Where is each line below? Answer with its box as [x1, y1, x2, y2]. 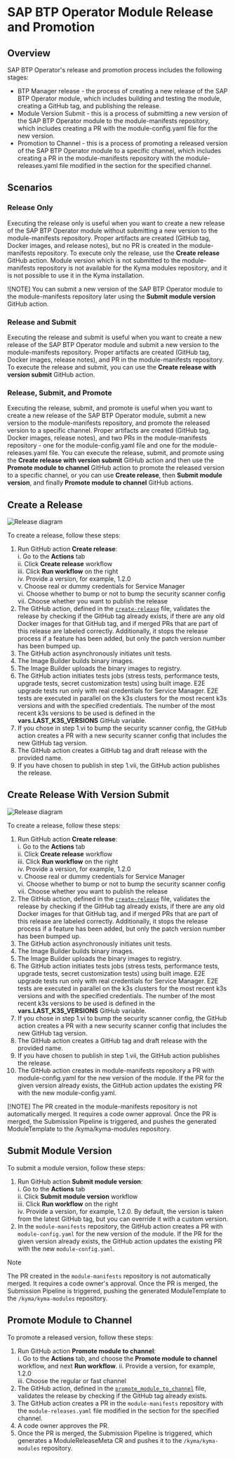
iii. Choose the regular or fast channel [17, 1376, 126, 1385]
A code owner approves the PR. [17, 1421, 109, 1429]
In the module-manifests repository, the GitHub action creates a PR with [17, 1222, 223, 1230]
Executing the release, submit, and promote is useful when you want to [7, 404, 213, 412]
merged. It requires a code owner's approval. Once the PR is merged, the [7, 1279, 219, 1288]
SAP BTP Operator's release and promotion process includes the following [7, 66, 222, 74]
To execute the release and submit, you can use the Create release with [7, 362, 216, 371]
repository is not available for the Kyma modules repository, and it [36, 263, 227, 272]
